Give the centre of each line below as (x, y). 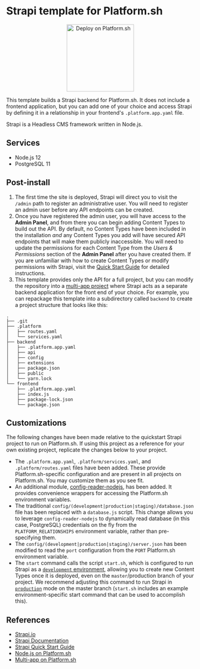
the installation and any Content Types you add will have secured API (100, 235)
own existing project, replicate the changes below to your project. (87, 450)
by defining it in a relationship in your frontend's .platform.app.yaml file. (95, 112)
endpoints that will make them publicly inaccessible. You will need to (99, 241)
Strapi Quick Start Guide (44, 647)
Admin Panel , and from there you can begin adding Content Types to (100, 222)
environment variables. (43, 499)
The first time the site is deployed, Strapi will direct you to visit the (96, 197)
